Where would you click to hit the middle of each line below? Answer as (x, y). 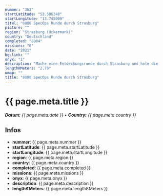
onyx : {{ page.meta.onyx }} (40, 178)
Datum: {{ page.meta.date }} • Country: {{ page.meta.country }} (71, 115)
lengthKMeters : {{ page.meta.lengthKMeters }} (60, 188)
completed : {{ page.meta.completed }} (51, 168)
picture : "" (17, 28)
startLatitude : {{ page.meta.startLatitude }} (56, 147)
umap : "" (14, 73)
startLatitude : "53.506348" (34, 14)
